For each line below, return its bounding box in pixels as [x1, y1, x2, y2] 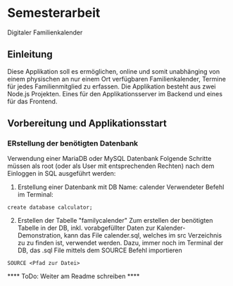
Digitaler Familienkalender [7, 28, 83, 37]
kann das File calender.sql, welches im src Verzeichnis [63, 231, 222, 240]
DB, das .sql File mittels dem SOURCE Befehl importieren [17, 246, 183, 254]
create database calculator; [7, 204, 93, 212]
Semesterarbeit [7, 5, 101, 21]
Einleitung [7, 48, 53, 60]
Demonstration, [17, 231, 63, 240]
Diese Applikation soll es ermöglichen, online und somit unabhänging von [7, 67, 220, 75]
